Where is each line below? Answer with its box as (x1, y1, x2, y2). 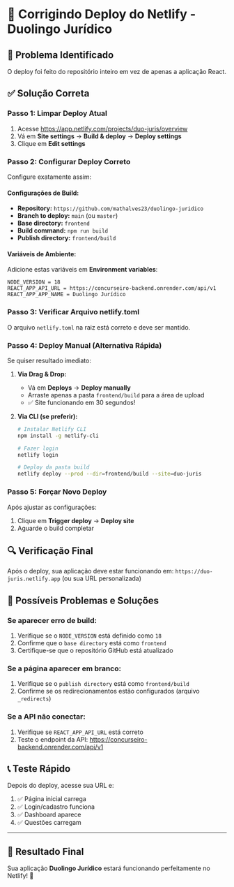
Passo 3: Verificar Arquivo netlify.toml (7, 307, 140, 317)
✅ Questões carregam (17, 819, 81, 827)
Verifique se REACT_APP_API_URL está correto (17, 728, 144, 736)
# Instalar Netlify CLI (17, 425, 87, 432)
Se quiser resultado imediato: (7, 356, 92, 365)
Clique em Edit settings (17, 139, 86, 147)
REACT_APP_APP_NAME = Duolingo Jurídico (7, 291, 127, 298)
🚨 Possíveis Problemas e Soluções (7, 594, 159, 606)
